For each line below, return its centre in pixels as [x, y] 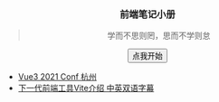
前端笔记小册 [148, 14]
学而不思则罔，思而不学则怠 [159, 36]
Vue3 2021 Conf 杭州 [57, 77]
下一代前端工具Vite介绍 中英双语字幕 [86, 88]
